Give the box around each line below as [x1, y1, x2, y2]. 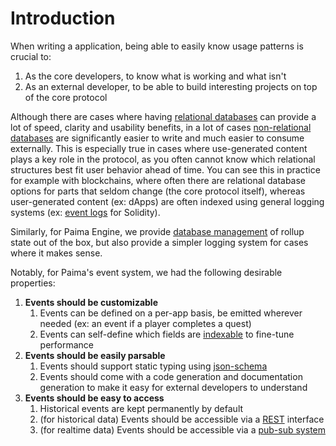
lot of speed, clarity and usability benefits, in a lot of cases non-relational [10, 121, 312, 133]
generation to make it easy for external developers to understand [39, 381, 308, 393]
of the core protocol [24, 91, 108, 103]
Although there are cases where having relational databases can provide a [10, 110, 317, 122]
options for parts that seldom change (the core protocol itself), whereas [10, 185, 306, 197]
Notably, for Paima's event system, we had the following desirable [10, 266, 283, 278]
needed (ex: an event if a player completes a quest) [39, 317, 252, 329]
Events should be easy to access [24, 392, 165, 404]
